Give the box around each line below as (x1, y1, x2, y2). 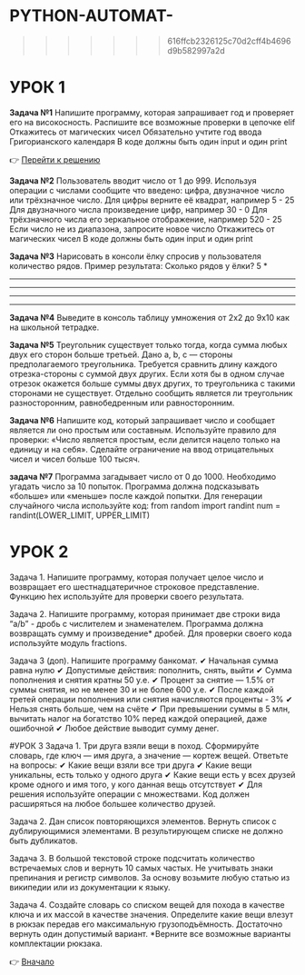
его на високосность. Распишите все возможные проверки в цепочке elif (9, 116, 296, 127)
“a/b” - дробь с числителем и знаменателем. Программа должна (9, 618, 264, 629)
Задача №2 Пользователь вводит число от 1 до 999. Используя (9, 174, 257, 186)
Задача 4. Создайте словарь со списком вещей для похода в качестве (9, 899, 285, 910)
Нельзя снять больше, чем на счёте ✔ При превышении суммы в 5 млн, (9, 703, 290, 714)
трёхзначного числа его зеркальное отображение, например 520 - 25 (9, 214, 282, 224)
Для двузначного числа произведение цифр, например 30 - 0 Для (9, 204, 268, 214)
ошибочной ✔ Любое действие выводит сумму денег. (9, 722, 220, 733)
